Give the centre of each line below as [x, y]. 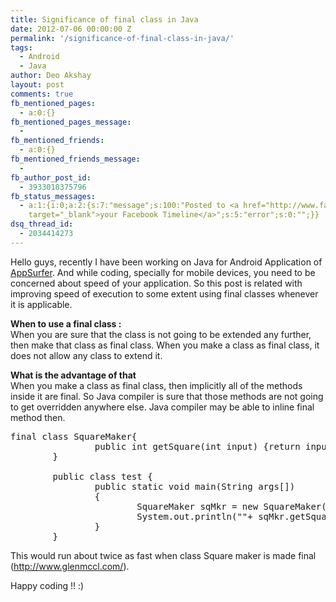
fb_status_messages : [53, 196]
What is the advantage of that [73, 375]
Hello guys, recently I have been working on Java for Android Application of [166, 262]
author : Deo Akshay [51, 76]
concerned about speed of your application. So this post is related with [156, 283]
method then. [38, 417]
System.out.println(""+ [194, 516]
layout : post [37, 85]
